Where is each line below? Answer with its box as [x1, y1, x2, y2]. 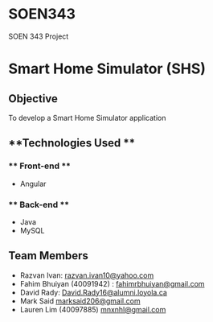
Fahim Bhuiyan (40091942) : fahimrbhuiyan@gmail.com [19, 279, 205, 288]
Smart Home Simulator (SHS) [8, 60, 207, 78]
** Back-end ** [8, 199, 70, 210]
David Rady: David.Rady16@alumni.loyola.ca [19, 287, 167, 297]
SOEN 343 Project [8, 31, 69, 41]
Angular [19, 179, 47, 188]
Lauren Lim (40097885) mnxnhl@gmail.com [19, 304, 166, 314]
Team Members [8, 249, 88, 262]
